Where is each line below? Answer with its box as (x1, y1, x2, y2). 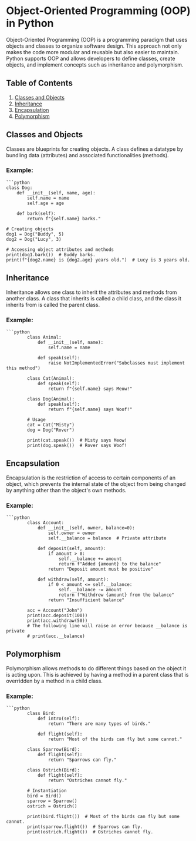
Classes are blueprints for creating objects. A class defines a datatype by (6, 145, 184, 153)
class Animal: (27, 334, 62, 340)
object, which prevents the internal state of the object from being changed (6, 480, 186, 487)
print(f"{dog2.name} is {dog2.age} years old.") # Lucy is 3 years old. (6, 257, 191, 263)
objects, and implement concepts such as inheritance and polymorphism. (6, 61, 184, 68)
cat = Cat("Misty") (27, 422, 75, 428)
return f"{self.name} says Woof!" (48, 406, 133, 412)
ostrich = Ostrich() (27, 803, 77, 809)
